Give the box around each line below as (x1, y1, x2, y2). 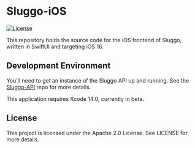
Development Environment (6, 61, 111, 71)
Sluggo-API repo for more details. (6, 83, 91, 91)
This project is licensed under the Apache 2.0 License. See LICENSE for (6, 129, 188, 136)
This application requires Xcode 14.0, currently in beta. (6, 95, 144, 102)
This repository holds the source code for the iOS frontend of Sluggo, (6, 36, 182, 43)
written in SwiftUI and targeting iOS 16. (6, 43, 104, 50)
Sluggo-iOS (6, 4, 67, 18)
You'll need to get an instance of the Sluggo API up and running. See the (6, 76, 189, 84)
